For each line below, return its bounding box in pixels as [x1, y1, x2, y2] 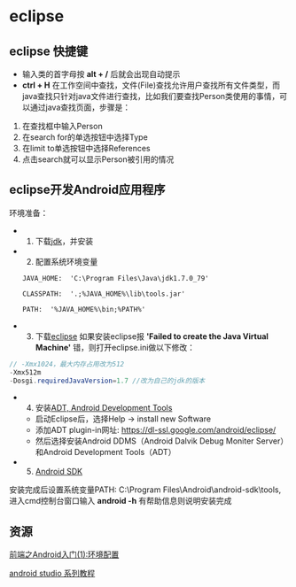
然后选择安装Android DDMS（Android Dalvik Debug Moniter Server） [35, 436, 289, 446]
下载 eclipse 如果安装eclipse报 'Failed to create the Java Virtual [35, 330, 269, 342]
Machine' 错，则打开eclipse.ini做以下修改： [35, 342, 196, 352]
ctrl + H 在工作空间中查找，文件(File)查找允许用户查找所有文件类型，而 [21, 80, 281, 90]
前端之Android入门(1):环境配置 [9, 549, 120, 560]
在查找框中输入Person [21, 121, 104, 131]
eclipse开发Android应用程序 [9, 182, 166, 197]
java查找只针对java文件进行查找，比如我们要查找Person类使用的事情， [21, 91, 280, 101]
